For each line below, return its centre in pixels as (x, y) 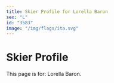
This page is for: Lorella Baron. (44, 74)
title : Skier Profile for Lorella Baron (57, 12)
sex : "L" (17, 17)
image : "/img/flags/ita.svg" (42, 28)
